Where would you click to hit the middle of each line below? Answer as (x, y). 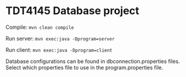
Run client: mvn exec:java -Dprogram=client (59, 50)
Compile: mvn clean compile (40, 27)
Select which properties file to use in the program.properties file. (84, 67)
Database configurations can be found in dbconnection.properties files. (93, 61)
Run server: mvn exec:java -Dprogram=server (60, 38)
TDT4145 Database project (73, 11)
